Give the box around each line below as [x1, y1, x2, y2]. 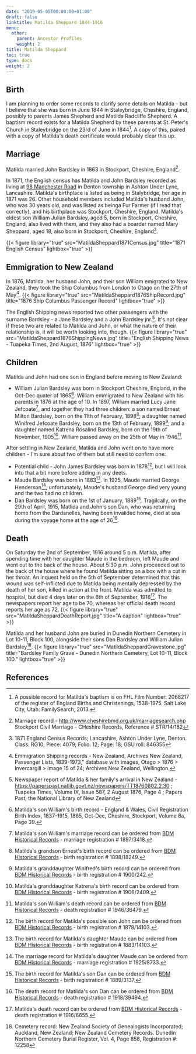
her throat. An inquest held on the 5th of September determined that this [6, 574, 180, 581]
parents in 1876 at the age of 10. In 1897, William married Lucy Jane [14, 398, 176, 405]
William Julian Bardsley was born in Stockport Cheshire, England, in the [14, 384, 187, 392]
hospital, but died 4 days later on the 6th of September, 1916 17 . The [6, 592, 167, 600]
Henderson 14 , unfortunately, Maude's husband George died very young [14, 482, 187, 490]
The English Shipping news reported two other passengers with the [6, 308, 168, 316]
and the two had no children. [14, 490, 84, 497]
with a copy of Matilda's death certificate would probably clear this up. [6, 132, 176, 139]
